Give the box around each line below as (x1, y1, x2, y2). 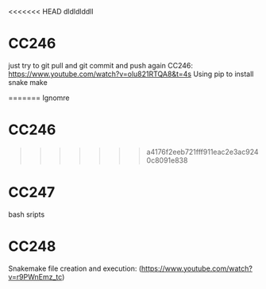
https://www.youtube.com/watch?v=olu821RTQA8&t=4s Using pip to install (8, 69, 254, 79)
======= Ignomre (8, 93, 70, 102)
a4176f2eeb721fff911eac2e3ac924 (146, 147, 259, 156)
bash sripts (8, 210, 45, 219)
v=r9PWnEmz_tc (8, 272, 63, 281)
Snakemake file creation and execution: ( (8, 264, 142, 273)
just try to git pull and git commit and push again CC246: (8, 60, 193, 70)
